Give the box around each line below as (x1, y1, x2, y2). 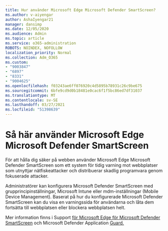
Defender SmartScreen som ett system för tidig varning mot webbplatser (5, 162, 158, 168)
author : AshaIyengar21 (5, 17, 53, 22)
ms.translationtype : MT (5, 93, 56, 98)
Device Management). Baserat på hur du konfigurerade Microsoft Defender (5, 193, 163, 199)
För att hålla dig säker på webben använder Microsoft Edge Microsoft (5, 157, 151, 163)
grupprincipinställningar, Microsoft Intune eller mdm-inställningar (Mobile (5, 188, 159, 194)
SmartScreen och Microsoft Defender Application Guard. (5, 220, 124, 226)
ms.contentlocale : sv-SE (5, 97, 58, 102)
